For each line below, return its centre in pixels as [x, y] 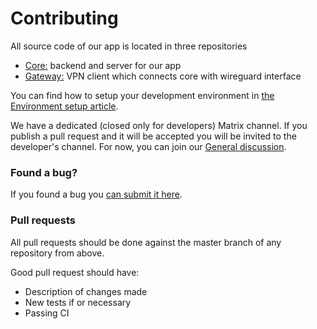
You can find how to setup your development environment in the [142, 95]
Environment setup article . [64, 106]
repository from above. [57, 253]
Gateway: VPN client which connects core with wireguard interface [163, 76]
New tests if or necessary [78, 302]
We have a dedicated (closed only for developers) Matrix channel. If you [159, 125]
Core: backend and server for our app [103, 65]
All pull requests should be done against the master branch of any [146, 242]
